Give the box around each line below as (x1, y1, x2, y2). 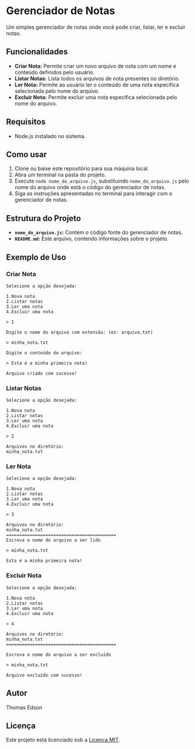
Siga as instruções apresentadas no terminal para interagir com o (14, 190, 173, 197)
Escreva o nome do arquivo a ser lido (6, 538, 101, 543)
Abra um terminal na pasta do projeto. (14, 172, 107, 179)
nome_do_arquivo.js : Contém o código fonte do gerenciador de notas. (14, 229, 183, 236)
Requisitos (6, 117, 46, 127)
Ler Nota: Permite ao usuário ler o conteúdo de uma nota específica (14, 81, 180, 88)
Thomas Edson (6, 704, 43, 711)
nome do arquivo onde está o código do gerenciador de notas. (14, 184, 166, 191)
